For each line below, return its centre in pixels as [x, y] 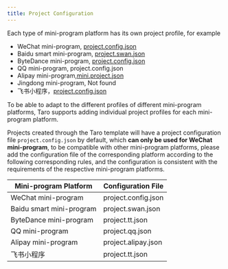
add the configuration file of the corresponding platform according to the [110, 154]
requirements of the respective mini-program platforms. [86, 169]
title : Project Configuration [50, 13]
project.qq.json [127, 231]
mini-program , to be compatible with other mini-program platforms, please [113, 147]
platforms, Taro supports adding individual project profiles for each [102, 112]
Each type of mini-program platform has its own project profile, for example [114, 33]
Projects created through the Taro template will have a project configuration [114, 132]
